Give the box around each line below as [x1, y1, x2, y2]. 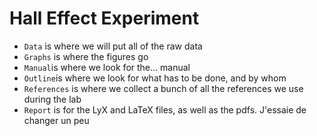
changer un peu [23, 114, 90, 126]
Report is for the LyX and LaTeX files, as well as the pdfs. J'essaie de [23, 103, 307, 116]
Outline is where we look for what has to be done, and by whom [23, 72, 287, 84]
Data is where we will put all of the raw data [23, 40, 203, 52]
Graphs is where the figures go [23, 50, 149, 62]
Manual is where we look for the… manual [23, 61, 191, 73]
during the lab [23, 93, 82, 105]
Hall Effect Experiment [9, 7, 200, 30]
